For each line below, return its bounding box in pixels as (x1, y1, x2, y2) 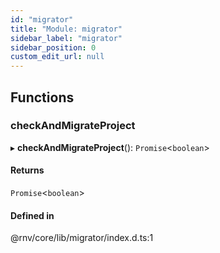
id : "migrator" (10, 14, 74, 25)
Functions (10, 89, 75, 106)
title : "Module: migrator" (10, 24, 123, 34)
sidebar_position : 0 (10, 42, 97, 53)
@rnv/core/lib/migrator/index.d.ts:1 (10, 232, 154, 244)
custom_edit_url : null (10, 52, 105, 62)
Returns (10, 164, 45, 176)
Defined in (10, 209, 55, 221)
